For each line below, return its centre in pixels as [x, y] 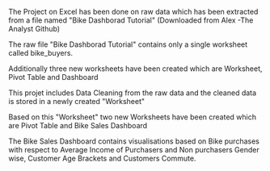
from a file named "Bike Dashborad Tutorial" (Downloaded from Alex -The [131, 20]
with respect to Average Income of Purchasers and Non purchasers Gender [134, 150]
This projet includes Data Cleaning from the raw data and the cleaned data [133, 93]
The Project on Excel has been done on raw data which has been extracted [133, 12]
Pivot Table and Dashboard [53, 77]
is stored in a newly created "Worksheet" [77, 101]
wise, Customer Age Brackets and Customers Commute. [102, 158]
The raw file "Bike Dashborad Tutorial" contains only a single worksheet [128, 44]
